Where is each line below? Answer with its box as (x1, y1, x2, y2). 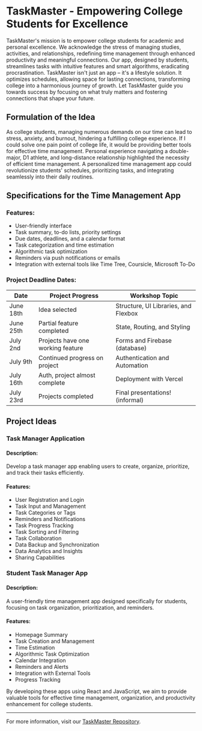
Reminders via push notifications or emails (14, 255, 120, 262)
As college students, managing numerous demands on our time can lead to (6, 128, 192, 135)
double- (169, 147, 189, 154)
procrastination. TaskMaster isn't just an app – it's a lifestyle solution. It (6, 69, 182, 76)
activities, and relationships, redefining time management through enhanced (6, 49, 195, 57)
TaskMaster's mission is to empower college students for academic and (6, 37, 185, 44)
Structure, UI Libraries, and (115, 302, 192, 310)
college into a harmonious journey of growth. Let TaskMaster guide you (6, 81, 183, 89)
